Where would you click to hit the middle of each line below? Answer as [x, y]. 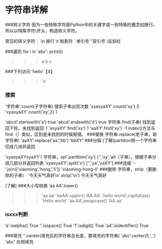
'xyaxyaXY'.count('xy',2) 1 [31, 112]
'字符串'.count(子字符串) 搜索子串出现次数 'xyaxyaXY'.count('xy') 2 [72, 106]
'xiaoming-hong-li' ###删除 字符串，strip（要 [107, 169]
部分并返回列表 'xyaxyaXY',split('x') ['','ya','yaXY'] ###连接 [72, 163]
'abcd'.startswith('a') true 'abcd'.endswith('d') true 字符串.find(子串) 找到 [78, 122]
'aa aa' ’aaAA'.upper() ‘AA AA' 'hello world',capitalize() [96, 196]
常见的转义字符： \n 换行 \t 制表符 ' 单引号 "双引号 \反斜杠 [63, 41]
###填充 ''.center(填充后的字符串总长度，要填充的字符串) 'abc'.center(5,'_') [80, 235]
